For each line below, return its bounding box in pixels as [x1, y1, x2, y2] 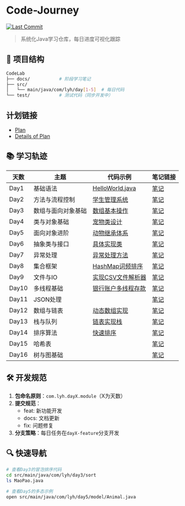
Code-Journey [6, 4, 80, 17]
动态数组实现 [92, 306, 129, 314]
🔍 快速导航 [6, 448, 47, 458]
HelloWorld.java [92, 184, 137, 192]
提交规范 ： [14, 399, 41, 407]
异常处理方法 [92, 251, 129, 259]
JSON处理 [33, 295, 62, 304]
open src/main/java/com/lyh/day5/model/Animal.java [6, 494, 136, 500]
